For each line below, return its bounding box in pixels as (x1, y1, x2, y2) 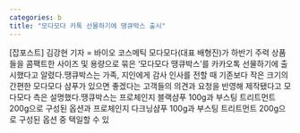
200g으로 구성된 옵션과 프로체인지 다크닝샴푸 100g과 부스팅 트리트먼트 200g (9, 103, 279, 113)
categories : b (9, 12, 63, 22)
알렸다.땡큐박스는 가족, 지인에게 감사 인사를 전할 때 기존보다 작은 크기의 (39, 69, 289, 80)
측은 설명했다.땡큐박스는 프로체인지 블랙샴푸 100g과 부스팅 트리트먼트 (32, 91, 276, 103)
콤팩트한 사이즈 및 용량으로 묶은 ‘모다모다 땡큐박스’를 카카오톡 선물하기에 (25, 58, 279, 69)
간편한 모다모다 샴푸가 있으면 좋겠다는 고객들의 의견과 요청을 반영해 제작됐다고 (9, 80, 282, 91)
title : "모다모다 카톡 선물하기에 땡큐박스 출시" (9, 21, 167, 30)
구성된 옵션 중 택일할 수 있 (18, 113, 110, 125)
